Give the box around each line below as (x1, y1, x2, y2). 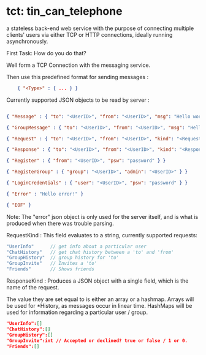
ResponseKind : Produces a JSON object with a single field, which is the (6, 277, 189, 284)
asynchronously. (6, 37, 48, 45)
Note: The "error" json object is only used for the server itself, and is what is (6, 213, 199, 220)
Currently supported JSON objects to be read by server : (6, 96, 150, 104)
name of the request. (6, 284, 59, 291)
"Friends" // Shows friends (6, 266, 95, 272)
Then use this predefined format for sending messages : (6, 73, 149, 80)
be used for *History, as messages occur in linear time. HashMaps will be (6, 302, 193, 310)
